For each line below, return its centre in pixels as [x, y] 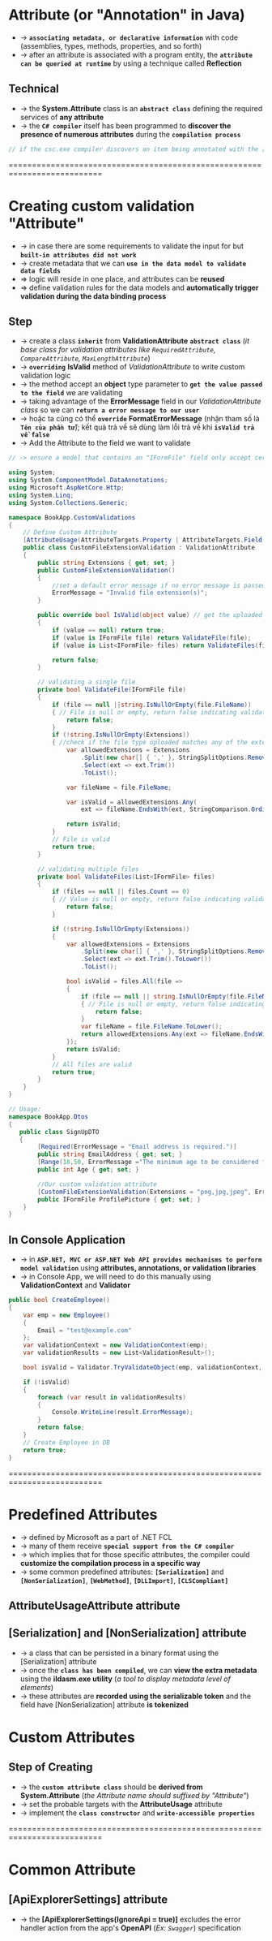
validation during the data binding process [93, 296]
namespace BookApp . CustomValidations [72, 517]
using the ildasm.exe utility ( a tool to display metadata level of [125, 1679]
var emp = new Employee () [67, 1315]
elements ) [37, 1687]
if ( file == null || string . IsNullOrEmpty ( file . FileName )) [151, 705]
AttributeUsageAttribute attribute [94, 1605]
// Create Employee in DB [67, 1443]
